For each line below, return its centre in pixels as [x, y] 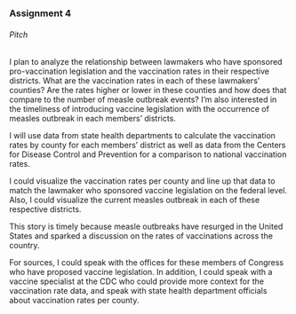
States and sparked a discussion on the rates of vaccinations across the [141, 236]
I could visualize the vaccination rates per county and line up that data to [142, 181]
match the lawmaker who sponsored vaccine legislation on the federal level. [148, 191]
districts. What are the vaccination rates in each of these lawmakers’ [135, 81]
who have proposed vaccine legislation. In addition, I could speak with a [141, 272]
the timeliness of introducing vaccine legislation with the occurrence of [139, 109]
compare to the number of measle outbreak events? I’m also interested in [143, 99]
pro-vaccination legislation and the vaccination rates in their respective [139, 71]
